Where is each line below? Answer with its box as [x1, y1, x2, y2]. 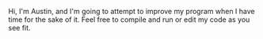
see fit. [8, 23, 31, 32]
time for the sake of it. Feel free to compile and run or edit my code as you [8, 15, 250, 24]
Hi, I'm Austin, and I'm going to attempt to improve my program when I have [8, 7, 255, 16]
